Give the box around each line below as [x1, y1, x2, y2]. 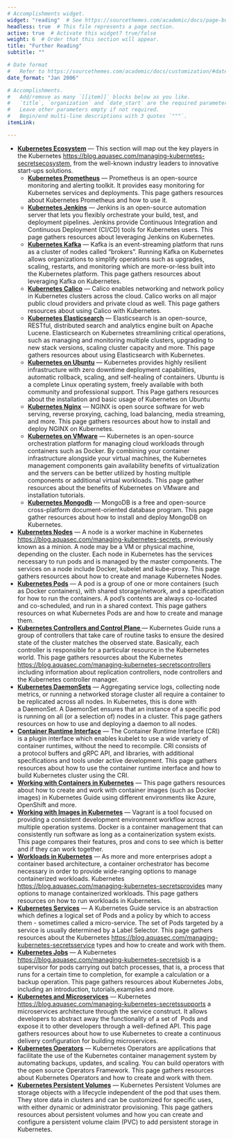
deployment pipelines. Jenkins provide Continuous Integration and [27, 218, 218, 226]
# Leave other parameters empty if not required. [7, 106, 159, 113]
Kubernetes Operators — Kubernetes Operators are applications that [17, 1044, 216, 1052]
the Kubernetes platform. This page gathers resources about [27, 269, 201, 278]
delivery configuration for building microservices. [17, 1036, 158, 1045]
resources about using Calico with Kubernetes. [27, 306, 162, 314]
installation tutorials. [27, 491, 85, 499]
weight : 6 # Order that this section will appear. [7, 36, 159, 43]
